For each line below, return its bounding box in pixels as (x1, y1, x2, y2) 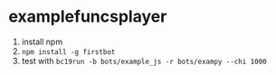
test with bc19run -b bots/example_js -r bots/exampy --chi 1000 (21, 55, 268, 66)
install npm (21, 36, 63, 47)
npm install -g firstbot (21, 47, 116, 56)
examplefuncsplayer (8, 6, 167, 27)
